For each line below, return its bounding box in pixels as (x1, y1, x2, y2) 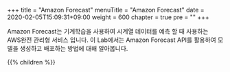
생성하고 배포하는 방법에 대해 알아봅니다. (19, 45, 128, 52)
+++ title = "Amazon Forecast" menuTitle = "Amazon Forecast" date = (7, 6, 205, 14)
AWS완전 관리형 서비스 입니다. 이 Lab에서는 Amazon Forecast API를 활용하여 (7, 36, 216, 44)
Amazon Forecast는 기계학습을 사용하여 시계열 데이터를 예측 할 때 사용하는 (7, 27, 209, 35)
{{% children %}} (7, 58, 56, 66)
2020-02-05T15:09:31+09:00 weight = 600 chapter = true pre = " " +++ (7, 13, 209, 21)
